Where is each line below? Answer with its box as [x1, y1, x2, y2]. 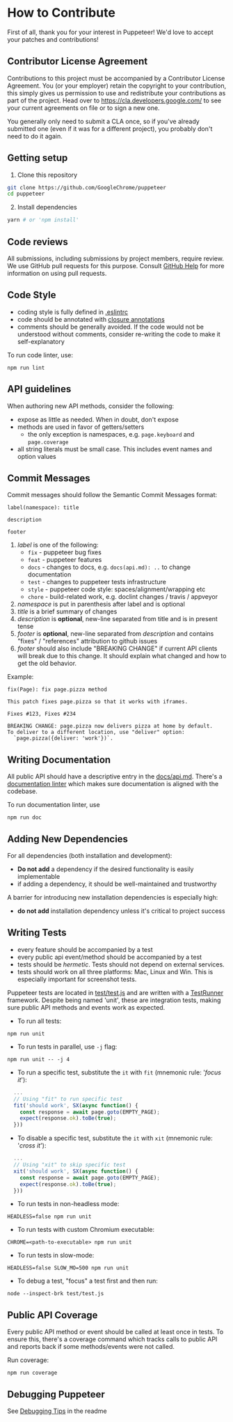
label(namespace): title [7, 504, 79, 511]
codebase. [7, 787, 38, 795]
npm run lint [7, 364, 45, 371]
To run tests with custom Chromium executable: [17, 1226, 155, 1234]
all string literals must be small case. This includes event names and [17, 444, 212, 453]
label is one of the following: [17, 541, 99, 549]
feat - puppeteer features [27, 556, 102, 564]
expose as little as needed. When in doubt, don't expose [17, 415, 179, 423]
